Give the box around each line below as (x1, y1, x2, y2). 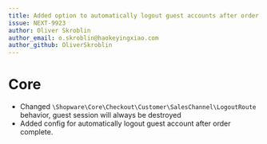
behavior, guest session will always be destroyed (19, 111, 181, 120)
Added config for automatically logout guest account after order (19, 119, 231, 128)
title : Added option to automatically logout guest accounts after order (8, 11, 260, 20)
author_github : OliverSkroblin (8, 41, 113, 49)
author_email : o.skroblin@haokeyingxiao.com (8, 33, 159, 42)
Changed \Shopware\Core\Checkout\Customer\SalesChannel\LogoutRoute (19, 102, 257, 111)
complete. (19, 127, 54, 137)
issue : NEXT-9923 (8, 19, 66, 27)
